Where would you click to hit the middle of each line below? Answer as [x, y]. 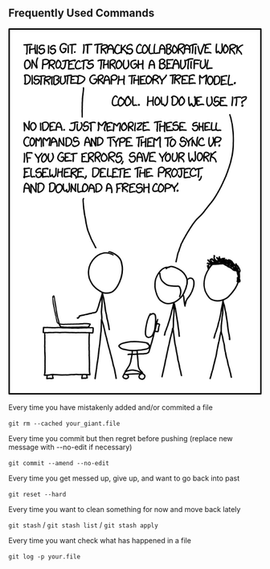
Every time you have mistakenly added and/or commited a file [110, 407]
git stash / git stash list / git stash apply [83, 525]
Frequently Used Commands [82, 13]
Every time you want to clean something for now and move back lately [125, 509]
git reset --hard [37, 494]
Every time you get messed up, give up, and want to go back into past [124, 478]
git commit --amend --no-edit [59, 463]
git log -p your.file [45, 557]
